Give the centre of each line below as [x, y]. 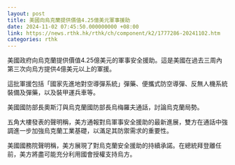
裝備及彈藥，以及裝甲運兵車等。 [53, 93]
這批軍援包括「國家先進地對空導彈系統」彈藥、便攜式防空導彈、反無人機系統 [117, 84]
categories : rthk [33, 40]
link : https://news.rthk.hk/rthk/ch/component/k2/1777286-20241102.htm [114, 33]
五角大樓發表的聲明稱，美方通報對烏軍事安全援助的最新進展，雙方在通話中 [114, 122]
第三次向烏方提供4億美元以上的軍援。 [62, 69]
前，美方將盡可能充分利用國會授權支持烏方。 [72, 155]
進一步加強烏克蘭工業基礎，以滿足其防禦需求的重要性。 [93, 131]
